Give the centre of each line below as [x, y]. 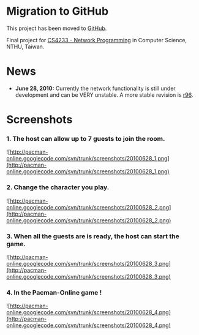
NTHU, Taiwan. [25, 47]
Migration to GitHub [58, 11]
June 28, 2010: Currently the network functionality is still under [95, 88]
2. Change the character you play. [58, 187]
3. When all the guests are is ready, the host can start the [93, 236]
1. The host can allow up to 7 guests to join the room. [86, 138]
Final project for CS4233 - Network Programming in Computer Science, [97, 40]
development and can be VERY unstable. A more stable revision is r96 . [104, 95]
